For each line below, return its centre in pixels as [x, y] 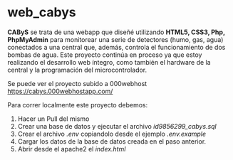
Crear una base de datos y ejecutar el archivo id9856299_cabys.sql [117, 126]
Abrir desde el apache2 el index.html [72, 149]
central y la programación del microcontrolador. [77, 70]
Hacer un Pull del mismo [53, 119]
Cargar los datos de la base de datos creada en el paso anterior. [112, 141]
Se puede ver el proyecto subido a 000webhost [77, 83]
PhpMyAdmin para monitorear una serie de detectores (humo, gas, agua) [115, 39]
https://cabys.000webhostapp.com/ [60, 91]
